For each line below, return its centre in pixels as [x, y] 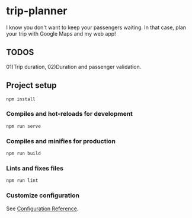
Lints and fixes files [35, 169]
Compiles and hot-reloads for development [70, 114]
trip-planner [37, 11]
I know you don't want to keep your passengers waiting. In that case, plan [96, 27]
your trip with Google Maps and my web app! [61, 33]
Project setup [32, 85]
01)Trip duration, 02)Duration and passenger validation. [74, 67]
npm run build [24, 154]
